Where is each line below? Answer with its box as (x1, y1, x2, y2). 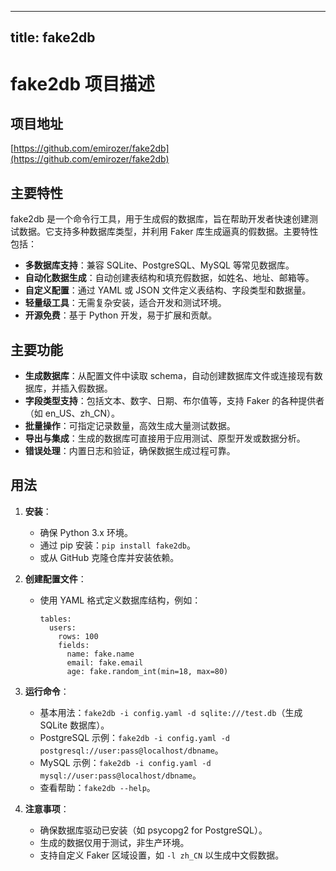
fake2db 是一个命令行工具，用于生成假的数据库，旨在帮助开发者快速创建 (10, 213, 310, 225)
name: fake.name (66, 649, 135, 659)
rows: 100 (58, 631, 99, 641)
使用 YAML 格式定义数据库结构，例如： (39, 594, 202, 606)
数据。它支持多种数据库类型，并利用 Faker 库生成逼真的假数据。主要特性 (18, 226, 319, 238)
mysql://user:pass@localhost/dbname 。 (39, 769, 202, 781)
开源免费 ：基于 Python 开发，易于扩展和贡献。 (24, 309, 218, 321)
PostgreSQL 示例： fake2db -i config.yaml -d (39, 731, 230, 743)
